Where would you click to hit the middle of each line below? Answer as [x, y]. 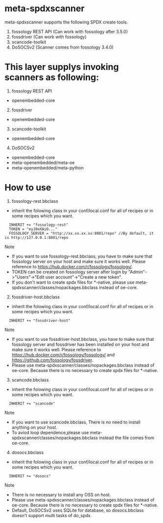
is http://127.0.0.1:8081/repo [36, 238]
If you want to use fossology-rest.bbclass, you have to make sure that [82, 256]
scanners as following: [52, 78]
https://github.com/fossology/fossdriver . [52, 360]
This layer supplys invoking [62, 67]
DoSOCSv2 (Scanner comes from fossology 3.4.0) [62, 47]
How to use [28, 188]
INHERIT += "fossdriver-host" [40, 321]
